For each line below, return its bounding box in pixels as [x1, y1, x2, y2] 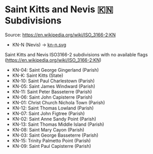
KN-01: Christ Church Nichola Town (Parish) [12, 99, 105, 105]
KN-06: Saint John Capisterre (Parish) [12, 94, 93, 100]
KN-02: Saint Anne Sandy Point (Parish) [12, 116, 97, 122]
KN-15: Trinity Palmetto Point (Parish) [12, 137, 91, 144]
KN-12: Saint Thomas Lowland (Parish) [12, 105, 94, 111]
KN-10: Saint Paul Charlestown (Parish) [12, 78, 95, 84]
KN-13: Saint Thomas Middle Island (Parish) [12, 121, 104, 127]
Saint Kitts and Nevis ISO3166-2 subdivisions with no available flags [5, 51, 148, 57]
